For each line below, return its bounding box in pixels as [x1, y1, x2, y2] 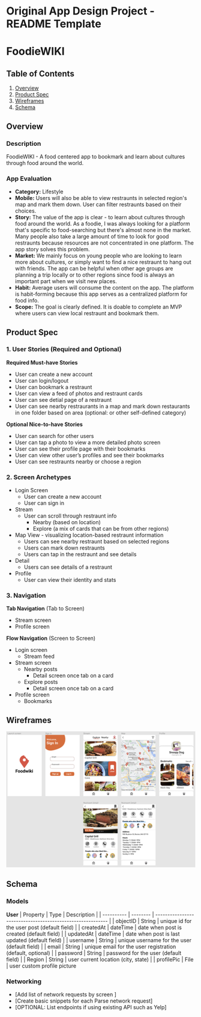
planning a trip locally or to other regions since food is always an [14, 271, 175, 278]
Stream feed [23, 652, 55, 660]
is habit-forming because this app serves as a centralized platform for [14, 290, 188, 298]
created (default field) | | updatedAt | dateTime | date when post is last [6, 930, 180, 937]
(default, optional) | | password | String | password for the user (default [6, 949, 182, 956]
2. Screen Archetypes [6, 473, 71, 481]
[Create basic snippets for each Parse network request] [14, 997, 153, 1004]
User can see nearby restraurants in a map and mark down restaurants [14, 402, 190, 410]
